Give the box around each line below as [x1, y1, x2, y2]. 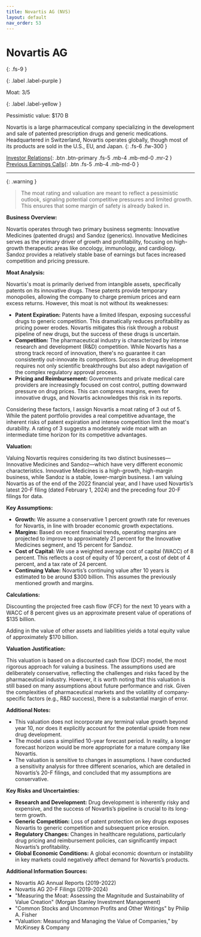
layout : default [6, 14, 47, 20]
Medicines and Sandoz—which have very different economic [32, 461, 184, 468]
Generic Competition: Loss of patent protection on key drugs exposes [14, 818, 190, 825]
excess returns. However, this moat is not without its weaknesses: [6, 300, 169, 307]
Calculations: [6, 591, 40, 598]
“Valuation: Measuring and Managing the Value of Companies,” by [14, 918, 178, 925]
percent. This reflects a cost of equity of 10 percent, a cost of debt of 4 [14, 554, 190, 561]
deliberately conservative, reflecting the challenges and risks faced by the [6, 670, 189, 677]
